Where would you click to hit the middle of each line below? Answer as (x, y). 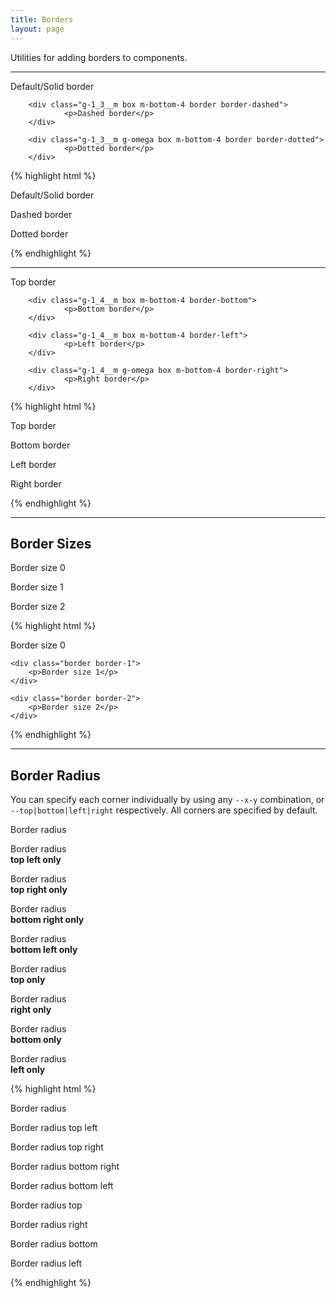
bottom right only (47, 920)
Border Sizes (51, 543)
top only (28, 980)
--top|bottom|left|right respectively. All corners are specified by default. (164, 810)
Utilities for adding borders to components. (99, 57)
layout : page (37, 29)
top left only (36, 860)
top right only (39, 890)
